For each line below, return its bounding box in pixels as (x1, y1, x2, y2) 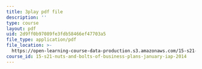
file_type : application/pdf (6, 37, 77, 43)
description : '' (6, 14, 47, 20)
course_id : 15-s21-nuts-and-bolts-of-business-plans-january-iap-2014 (6, 53, 187, 59)
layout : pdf (6, 25, 36, 32)
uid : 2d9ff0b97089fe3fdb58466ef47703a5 (6, 31, 106, 37)
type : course (6, 20, 39, 26)
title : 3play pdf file (6, 8, 63, 15)
